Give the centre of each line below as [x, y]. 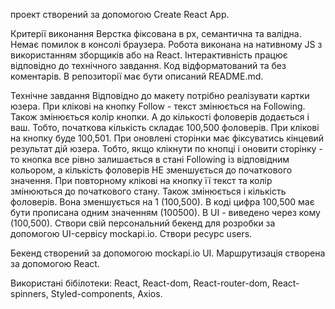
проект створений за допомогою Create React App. [120, 14]
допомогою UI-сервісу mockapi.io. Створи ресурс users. [131, 233]
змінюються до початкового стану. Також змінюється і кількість [148, 191]
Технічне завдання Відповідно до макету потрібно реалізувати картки [160, 95]
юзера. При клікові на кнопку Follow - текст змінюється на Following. [158, 106]
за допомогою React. [55, 263]
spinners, [29, 293]
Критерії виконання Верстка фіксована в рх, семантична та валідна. [156, 33]
